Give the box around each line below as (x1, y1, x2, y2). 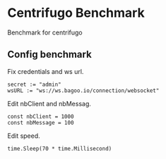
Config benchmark (7, 49, 92, 61)
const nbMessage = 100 (7, 119, 74, 126)
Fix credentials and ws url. (7, 67, 84, 75)
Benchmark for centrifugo (7, 28, 83, 37)
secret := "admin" (7, 81, 61, 88)
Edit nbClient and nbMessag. (7, 99, 92, 108)
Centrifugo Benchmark (7, 5, 145, 21)
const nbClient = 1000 (7, 113, 74, 120)
